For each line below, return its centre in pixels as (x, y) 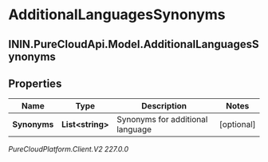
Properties (35, 83)
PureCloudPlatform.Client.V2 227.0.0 (69, 149)
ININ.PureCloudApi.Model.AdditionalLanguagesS (134, 44)
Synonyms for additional (162, 120)
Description (164, 106)
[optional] (237, 124)
